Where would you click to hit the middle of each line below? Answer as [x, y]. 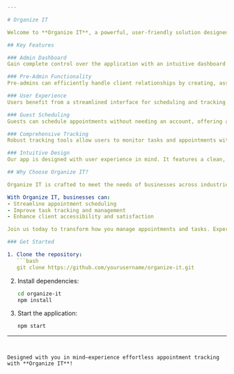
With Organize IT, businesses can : [59, 197]
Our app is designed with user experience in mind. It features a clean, [117, 160]
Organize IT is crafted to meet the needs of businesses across [102, 185]
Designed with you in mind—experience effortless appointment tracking [113, 358]
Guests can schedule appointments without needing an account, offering [115, 121]
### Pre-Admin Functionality [49, 77]
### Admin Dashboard [37, 58]
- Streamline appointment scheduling [62, 204]
